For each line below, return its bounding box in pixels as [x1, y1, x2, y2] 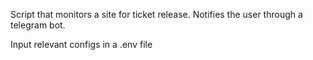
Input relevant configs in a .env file [10, 39, 153, 50]
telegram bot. [10, 19, 66, 31]
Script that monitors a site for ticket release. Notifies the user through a [10, 9, 303, 20]
